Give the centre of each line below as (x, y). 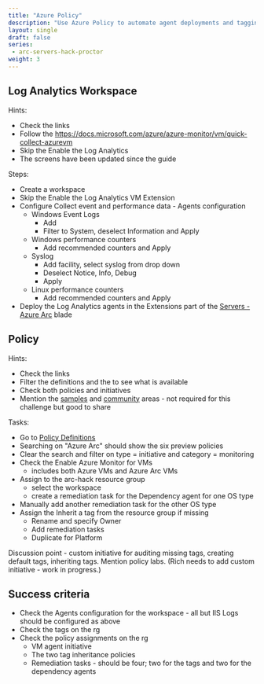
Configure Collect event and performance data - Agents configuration (132, 206)
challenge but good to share (65, 406)
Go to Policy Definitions (57, 437)
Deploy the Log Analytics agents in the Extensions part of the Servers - (135, 306)
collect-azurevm (46, 142)
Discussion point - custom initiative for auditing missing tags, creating (121, 553)
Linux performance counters (77, 289)
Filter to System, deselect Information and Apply (121, 231)
